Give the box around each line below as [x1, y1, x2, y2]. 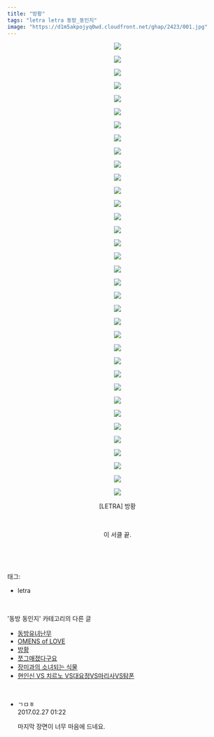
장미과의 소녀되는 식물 [17, 663, 78, 671]
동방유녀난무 [17, 629, 52, 638]
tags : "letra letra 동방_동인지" [7, 17, 98, 24]
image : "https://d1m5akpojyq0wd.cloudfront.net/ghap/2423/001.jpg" [7, 23, 208, 30]
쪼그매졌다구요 [17, 654, 57, 663]
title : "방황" [7, 10, 45, 17]
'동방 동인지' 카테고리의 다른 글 [7, 615, 92, 623]
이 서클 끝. [104, 531, 131, 539]
